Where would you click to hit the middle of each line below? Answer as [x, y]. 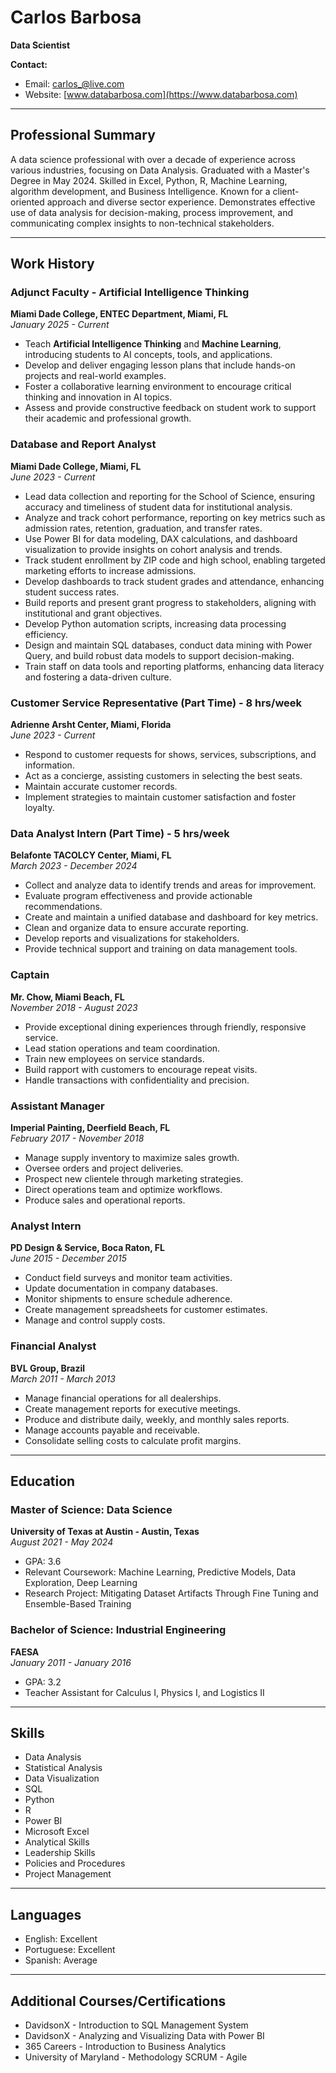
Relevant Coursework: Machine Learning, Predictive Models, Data [160, 1572]
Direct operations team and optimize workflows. [123, 1189]
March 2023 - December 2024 [74, 866]
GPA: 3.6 [43, 1562]
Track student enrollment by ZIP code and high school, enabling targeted [175, 560]
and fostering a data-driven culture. [98, 677]
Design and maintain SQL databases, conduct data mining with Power [168, 645]
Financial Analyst [53, 1346]
